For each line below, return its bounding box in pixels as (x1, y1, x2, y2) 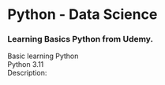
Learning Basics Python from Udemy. (7, 34, 154, 45)
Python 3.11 (7, 60, 44, 69)
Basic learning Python (7, 51, 79, 61)
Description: (7, 68, 47, 78)
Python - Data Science (7, 6, 158, 24)
